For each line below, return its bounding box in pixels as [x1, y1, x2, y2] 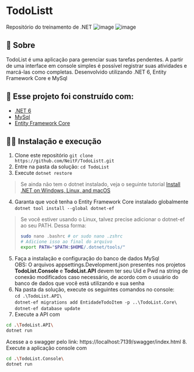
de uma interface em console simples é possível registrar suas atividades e [6, 62, 187, 69]
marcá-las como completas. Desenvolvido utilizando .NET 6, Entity [6, 68, 167, 75]
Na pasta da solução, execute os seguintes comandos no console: [14, 286, 175, 293]
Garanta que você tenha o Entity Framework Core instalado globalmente [14, 198, 189, 205]
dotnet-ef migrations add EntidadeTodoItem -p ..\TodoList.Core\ [14, 299, 177, 305]
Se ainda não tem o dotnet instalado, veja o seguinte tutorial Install [20, 181, 181, 188]
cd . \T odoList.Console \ [6, 356, 64, 361]
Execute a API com [14, 311, 60, 318]
